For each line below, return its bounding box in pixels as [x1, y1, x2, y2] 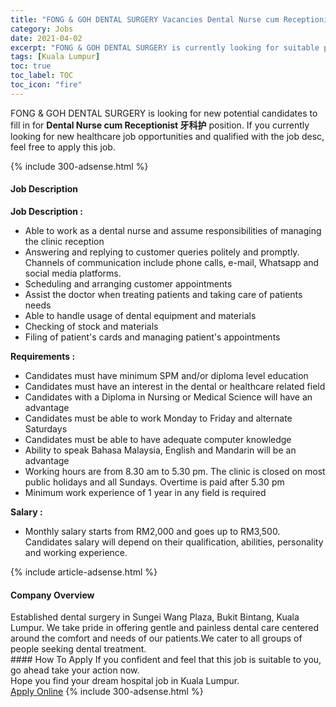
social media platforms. [24, 267, 122, 279]
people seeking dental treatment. [10, 643, 147, 655]
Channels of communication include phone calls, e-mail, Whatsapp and [24, 256, 320, 268]
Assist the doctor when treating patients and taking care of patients [24, 288, 303, 300]
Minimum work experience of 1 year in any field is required [24, 486, 267, 498]
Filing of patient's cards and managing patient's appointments [24, 331, 281, 343]
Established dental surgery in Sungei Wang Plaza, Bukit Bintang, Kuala [10, 611, 300, 623]
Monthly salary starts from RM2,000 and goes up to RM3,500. [24, 525, 281, 537]
